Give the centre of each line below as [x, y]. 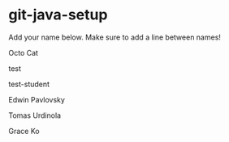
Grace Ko [24, 131]
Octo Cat [24, 52]
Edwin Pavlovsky [37, 99]
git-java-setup [58, 15]
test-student [29, 84]
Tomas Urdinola [35, 115]
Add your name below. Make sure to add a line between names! [115, 37]
